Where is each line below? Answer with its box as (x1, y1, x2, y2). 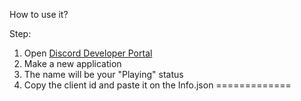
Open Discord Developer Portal (23, 47, 153, 59)
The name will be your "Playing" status (23, 69, 184, 80)
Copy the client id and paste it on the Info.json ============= (23, 79, 292, 91)
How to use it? (9, 9, 69, 20)
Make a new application (23, 58, 122, 69)
